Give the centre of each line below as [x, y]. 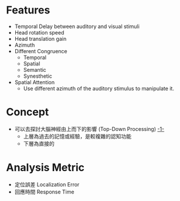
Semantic [35, 70]
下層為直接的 [39, 143]
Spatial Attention [34, 82]
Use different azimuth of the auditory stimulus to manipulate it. [99, 88]
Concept [28, 112]
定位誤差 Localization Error [47, 184]
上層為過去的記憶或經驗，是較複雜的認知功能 [77, 136]
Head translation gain [40, 39]
